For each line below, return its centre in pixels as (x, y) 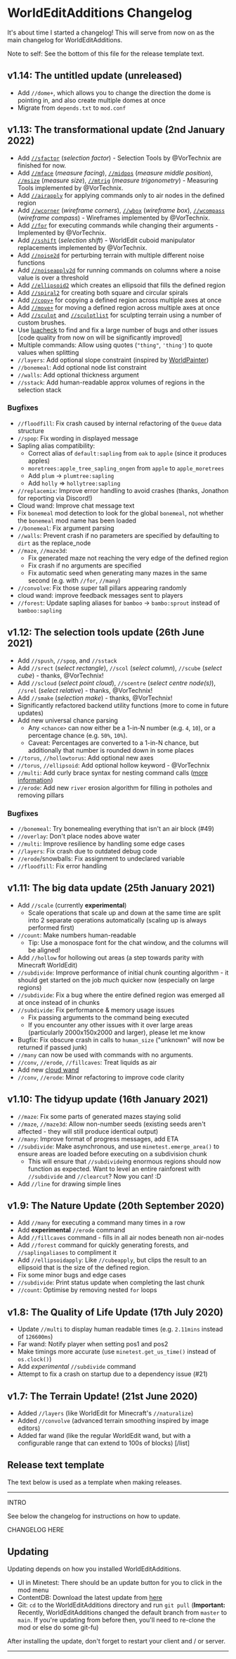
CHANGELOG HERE (36, 1529)
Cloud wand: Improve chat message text (76, 506)
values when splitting (48, 352)
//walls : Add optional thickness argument (78, 375)
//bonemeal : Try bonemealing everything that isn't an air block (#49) (116, 828)
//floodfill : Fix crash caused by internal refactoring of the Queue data (119, 423)
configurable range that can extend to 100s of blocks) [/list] (104, 1443)
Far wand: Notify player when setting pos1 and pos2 (93, 1344)
